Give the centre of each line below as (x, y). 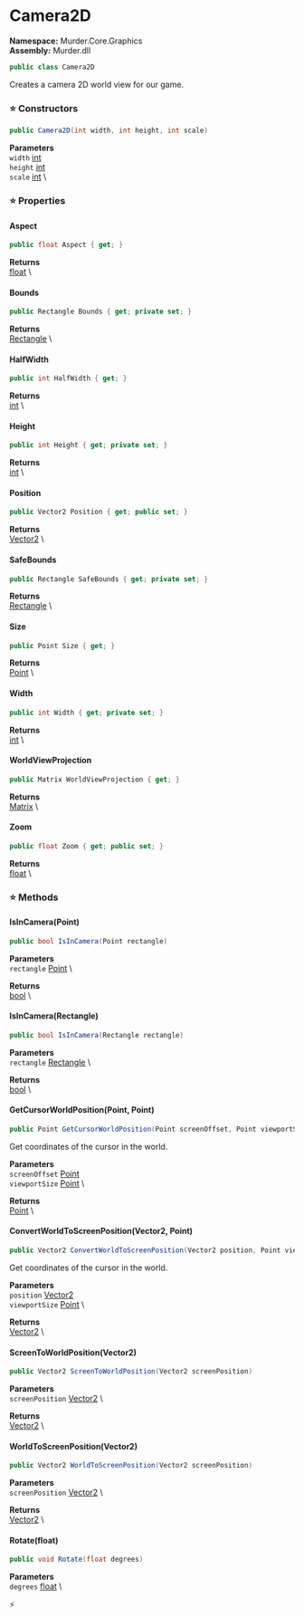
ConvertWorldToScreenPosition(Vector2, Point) (101, 1231)
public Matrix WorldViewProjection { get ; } (95, 780)
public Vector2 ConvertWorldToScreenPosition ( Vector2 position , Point (145, 1250)
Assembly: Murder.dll (50, 50)
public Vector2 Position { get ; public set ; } (99, 512)
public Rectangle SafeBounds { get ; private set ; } (109, 579)
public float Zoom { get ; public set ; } (87, 846)
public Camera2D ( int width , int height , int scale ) (109, 131)
